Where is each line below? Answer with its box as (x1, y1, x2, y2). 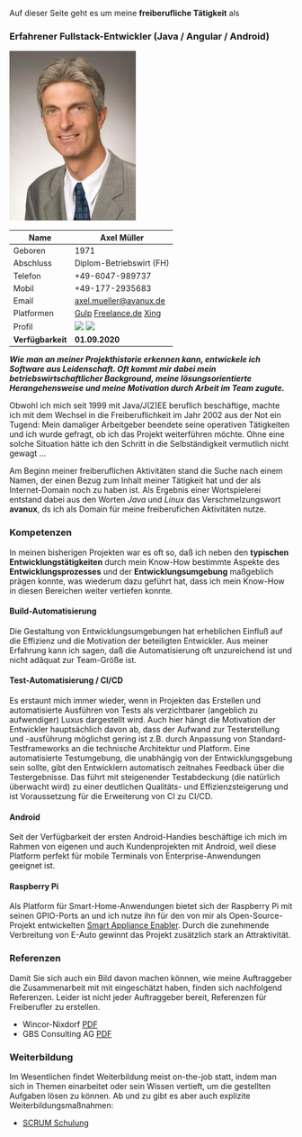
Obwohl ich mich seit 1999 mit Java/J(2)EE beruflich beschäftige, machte (9, 400, 280, 411)
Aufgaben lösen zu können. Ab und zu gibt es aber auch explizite (9, 1090, 251, 1101)
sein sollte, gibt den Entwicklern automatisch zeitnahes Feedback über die (9, 762, 285, 773)
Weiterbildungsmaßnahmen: (9, 1100, 114, 1111)
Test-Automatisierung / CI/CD (9, 675, 124, 686)
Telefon (13, 270, 42, 281)
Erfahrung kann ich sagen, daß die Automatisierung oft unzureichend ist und (9, 644, 292, 656)
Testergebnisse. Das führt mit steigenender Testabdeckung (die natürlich (9, 772, 280, 782)
